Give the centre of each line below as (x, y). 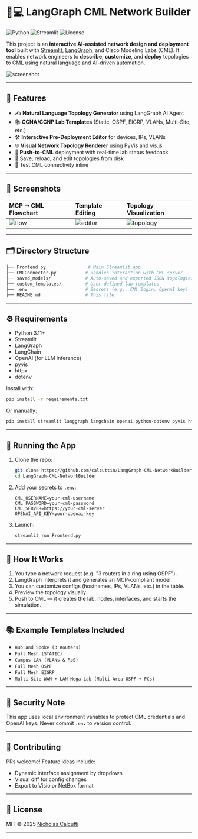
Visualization (145, 213)
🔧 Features (26, 98)
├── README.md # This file (60, 295)
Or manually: (22, 411)
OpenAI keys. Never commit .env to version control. (69, 723)
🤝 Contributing (34, 747)
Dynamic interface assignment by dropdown (68, 773)
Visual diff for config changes (51, 779)
